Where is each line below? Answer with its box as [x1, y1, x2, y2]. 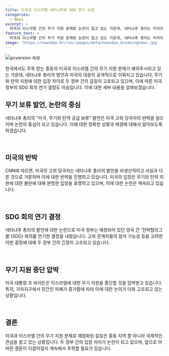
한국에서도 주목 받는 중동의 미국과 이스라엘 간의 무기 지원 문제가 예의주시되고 [5, 65, 156, 71]
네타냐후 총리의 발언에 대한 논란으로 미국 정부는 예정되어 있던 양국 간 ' [5, 227, 142, 233]
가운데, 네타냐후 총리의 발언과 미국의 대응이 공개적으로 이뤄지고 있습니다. [10, 72, 153, 78]
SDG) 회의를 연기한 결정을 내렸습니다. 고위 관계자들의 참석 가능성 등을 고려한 [12, 233, 163, 240]
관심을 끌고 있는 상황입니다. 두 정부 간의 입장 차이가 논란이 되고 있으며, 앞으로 [5, 339, 157, 345]
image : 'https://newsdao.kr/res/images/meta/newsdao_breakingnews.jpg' [5, 40, 159, 45]
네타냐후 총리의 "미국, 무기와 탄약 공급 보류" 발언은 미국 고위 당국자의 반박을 [5, 114, 155, 121]
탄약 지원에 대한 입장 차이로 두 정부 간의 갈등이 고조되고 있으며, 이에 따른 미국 [10, 78, 162, 84]
